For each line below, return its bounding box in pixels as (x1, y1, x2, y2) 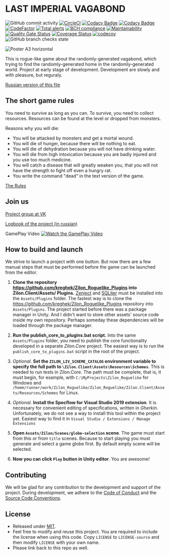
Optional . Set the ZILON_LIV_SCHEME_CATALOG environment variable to (12, 358, 156, 365)
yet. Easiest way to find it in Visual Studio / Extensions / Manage (12, 416, 151, 422)
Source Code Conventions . (5, 495, 62, 501)
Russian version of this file (5, 82, 61, 88)
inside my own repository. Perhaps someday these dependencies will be (12, 317, 164, 323)
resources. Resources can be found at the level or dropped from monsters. (5, 115, 161, 121)
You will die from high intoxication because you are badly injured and (12, 151, 157, 157)
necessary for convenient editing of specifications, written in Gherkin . (12, 405, 158, 411)
